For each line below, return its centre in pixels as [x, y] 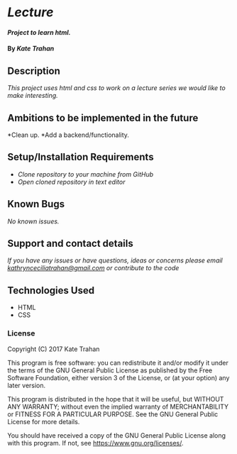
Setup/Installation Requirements [81, 157]
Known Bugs [36, 204]
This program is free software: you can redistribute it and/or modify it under [118, 362]
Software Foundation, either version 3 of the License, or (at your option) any [118, 377]
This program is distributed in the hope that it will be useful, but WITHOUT [116, 399]
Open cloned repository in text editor [71, 182]
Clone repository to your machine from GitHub [86, 174]
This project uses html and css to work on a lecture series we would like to [116, 88]
